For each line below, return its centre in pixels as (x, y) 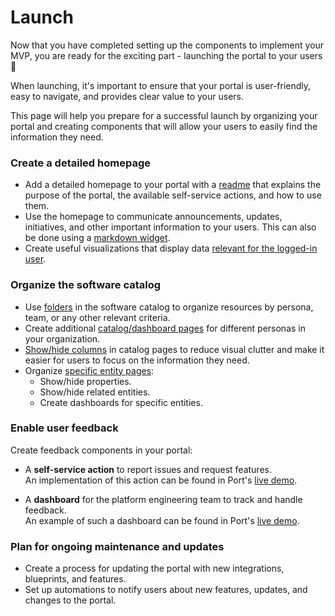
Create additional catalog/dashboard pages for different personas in (165, 328)
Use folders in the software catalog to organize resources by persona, (169, 307)
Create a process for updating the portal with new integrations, (154, 568)
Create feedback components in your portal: (101, 450)
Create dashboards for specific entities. (121, 402)
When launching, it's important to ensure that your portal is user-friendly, (161, 85)
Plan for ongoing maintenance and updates (117, 546)
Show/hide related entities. (95, 392)
